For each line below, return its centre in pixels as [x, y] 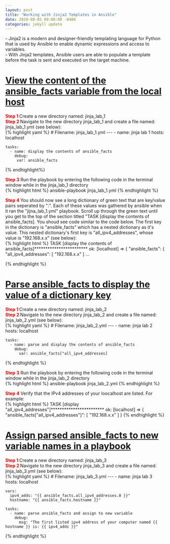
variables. [15, 49]
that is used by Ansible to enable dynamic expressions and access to [77, 44]
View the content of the [56, 80]
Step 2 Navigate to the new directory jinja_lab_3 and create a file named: [81, 466]
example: [15, 399]
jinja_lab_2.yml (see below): [34, 320]
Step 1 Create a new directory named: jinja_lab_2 [56, 310]
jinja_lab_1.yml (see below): [33, 127]
